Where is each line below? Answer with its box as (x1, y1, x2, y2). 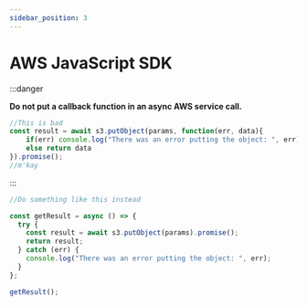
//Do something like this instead (9, 195, 142, 204)
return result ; (26, 237, 84, 247)
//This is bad (9, 118, 64, 128)
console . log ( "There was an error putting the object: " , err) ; (26, 254, 272, 263)
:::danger (9, 83, 44, 94)
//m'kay (9, 161, 39, 170)
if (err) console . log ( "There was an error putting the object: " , (26, 135, 281, 144)
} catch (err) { (17, 246, 79, 255)
